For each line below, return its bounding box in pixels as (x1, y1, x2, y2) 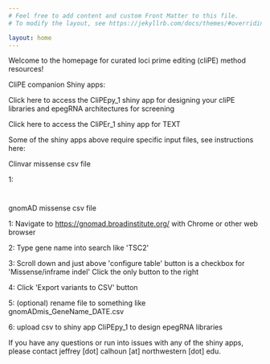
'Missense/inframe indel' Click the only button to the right (8, 267, 199, 276)
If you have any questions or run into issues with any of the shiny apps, (8, 337, 243, 347)
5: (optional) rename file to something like (8, 298, 146, 308)
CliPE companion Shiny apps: (8, 80, 106, 89)
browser (8, 227, 36, 237)
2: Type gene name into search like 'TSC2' (8, 243, 149, 252)
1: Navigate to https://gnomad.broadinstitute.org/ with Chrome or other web (8, 219, 259, 228)
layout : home (8, 34, 52, 42)
